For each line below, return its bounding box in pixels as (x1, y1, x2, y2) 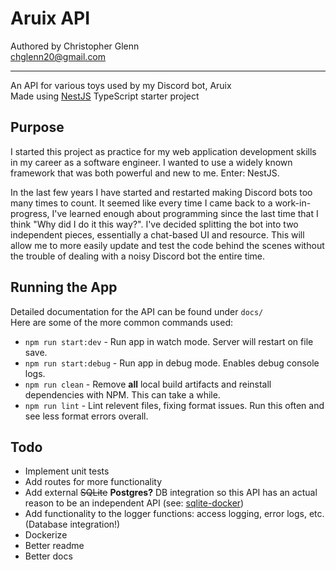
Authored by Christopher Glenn (10, 40, 140, 52)
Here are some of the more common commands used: (10, 316, 234, 328)
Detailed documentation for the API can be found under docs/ (10, 305, 264, 317)
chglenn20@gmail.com (10, 50, 107, 62)
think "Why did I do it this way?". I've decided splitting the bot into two (10, 218, 299, 230)
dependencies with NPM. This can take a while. (24, 388, 221, 401)
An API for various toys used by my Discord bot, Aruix (10, 79, 232, 91)
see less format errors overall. (24, 410, 149, 422)
